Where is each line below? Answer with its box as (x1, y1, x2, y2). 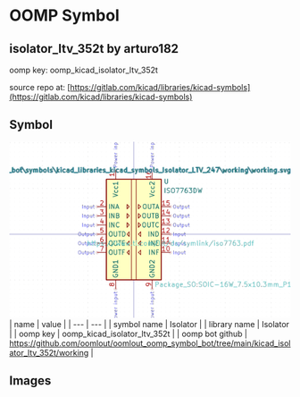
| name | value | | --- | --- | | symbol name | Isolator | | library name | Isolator (9, 318, 290, 329)
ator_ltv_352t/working (9, 347, 89, 358)
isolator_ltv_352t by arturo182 (9, 41, 179, 56)
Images (9, 373, 52, 389)
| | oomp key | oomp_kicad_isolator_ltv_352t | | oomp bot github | (9, 328, 248, 339)
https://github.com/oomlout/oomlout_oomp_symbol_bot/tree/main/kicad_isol (9, 337, 291, 349)
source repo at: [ (9, 82, 71, 92)
